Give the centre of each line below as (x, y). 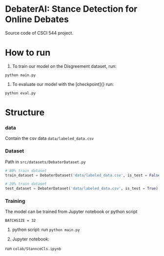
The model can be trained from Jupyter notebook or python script (71, 212)
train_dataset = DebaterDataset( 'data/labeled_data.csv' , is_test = (76, 175)
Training (15, 201)
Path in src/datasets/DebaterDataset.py (45, 162)
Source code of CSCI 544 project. (39, 33)
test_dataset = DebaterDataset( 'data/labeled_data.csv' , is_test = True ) (82, 189)
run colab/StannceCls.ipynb (33, 249)
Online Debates (37, 19)
